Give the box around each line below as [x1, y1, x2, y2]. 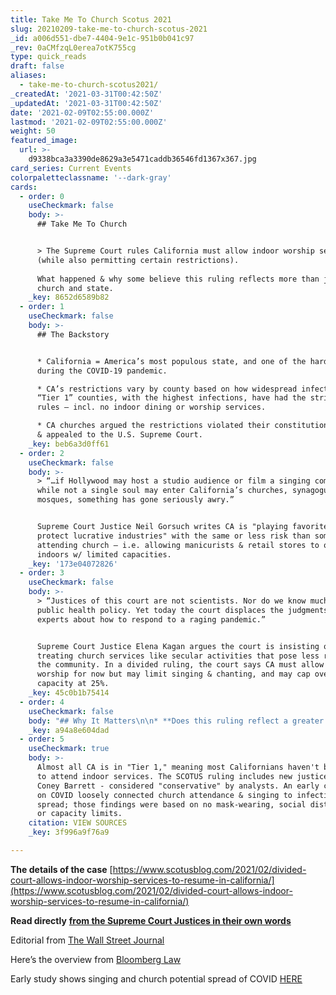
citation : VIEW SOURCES [28, 818, 128, 828]
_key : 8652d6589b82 [28, 292, 110, 303]
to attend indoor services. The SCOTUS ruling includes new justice [36, 771, 329, 781]
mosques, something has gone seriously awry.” [36, 495, 235, 505]
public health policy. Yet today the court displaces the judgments [36, 605, 329, 615]
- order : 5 [19, 734, 65, 745]
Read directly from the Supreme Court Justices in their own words [10, 914, 292, 926]
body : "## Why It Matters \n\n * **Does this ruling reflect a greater [28, 716, 325, 726]
